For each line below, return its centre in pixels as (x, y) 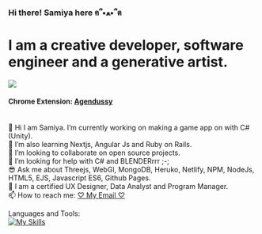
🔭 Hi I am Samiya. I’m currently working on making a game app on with (123, 128)
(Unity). (21, 136)
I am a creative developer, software (126, 45)
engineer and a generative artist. (118, 62)
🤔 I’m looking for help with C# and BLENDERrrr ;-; (89, 161)
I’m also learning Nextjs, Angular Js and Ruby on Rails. (103, 145)
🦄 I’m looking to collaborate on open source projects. (94, 153)
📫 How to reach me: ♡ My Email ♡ (66, 195)
